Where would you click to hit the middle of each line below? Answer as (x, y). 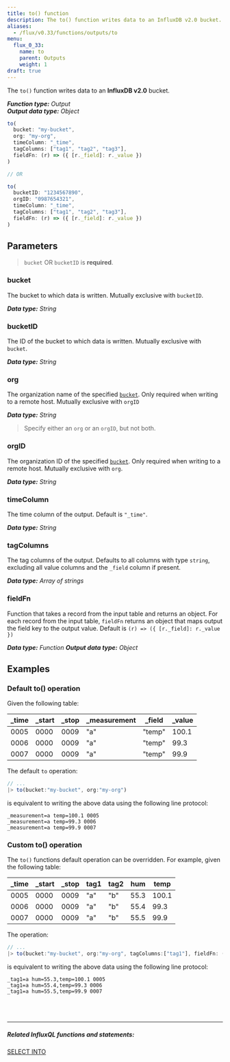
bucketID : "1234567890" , (49, 193)
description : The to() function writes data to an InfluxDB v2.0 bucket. (115, 20)
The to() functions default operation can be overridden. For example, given (114, 860)
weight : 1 (34, 64)
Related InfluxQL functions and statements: (71, 1034)
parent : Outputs (43, 58)
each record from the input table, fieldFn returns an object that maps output (115, 620)
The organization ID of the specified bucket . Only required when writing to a (114, 461)
